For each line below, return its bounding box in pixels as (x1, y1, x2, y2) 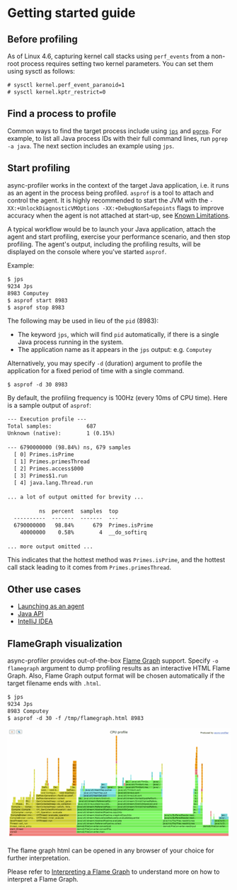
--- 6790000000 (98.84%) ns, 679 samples (7, 444, 132, 451)
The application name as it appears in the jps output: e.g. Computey (17, 345, 212, 353)
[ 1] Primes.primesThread (13, 458, 91, 465)
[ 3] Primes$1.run (13, 472, 69, 479)
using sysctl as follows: (7, 67, 76, 75)
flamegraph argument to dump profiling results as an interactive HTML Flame (7, 664, 231, 673)
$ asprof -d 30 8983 (7, 381, 69, 388)
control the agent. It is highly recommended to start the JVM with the (7, 196, 209, 205)
